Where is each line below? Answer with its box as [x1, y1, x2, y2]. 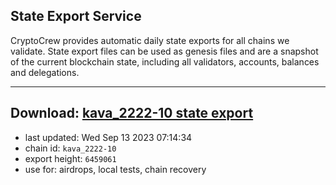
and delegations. [10, 66, 80, 78]
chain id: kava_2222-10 [24, 142, 117, 154]
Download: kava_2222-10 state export [10, 105, 254, 122]
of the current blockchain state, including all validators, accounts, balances [10, 55, 320, 68]
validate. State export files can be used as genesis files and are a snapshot [10, 45, 319, 57]
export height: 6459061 [24, 152, 117, 164]
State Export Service [10, 8, 142, 25]
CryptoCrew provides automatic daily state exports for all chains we [10, 34, 290, 46]
